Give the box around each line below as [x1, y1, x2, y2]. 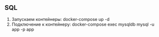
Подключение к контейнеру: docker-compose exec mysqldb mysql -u [11, 21, 155, 27]
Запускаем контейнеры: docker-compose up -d [11, 16, 110, 22]
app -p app [11, 26, 35, 32]
